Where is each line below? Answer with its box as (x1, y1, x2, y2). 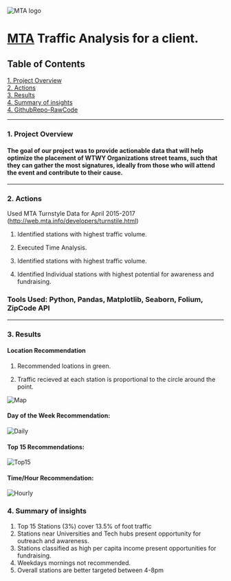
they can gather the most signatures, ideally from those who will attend (7, 161, 215, 169)
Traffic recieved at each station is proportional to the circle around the (16, 375, 216, 383)
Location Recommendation (7, 347, 86, 355)
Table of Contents (7, 58, 86, 70)
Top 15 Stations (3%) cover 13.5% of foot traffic (16, 522, 153, 530)
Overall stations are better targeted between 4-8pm (16, 566, 164, 574)
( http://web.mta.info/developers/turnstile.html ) (7, 217, 139, 225)
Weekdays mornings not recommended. (16, 558, 131, 567)
